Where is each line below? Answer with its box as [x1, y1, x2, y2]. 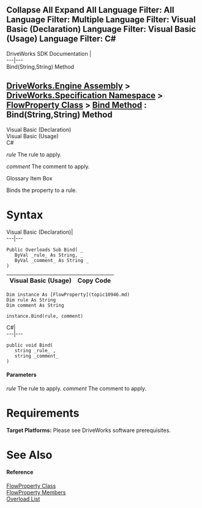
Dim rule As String [6, 297, 56, 303]
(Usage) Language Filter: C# [6, 34, 116, 44]
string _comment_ [14, 353, 59, 359]
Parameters [6, 371, 37, 379]
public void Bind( [6, 342, 53, 348]
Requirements [6, 406, 80, 420]
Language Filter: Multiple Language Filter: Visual [6, 15, 196, 25]
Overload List [6, 495, 40, 502]
